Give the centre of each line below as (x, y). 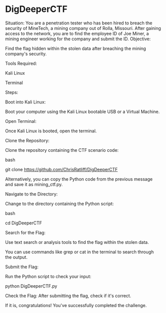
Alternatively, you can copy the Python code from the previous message (79, 179)
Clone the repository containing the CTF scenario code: (62, 150)
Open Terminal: (21, 121)
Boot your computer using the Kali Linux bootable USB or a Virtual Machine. (83, 111)
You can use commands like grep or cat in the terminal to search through (80, 252)
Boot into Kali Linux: (26, 102)
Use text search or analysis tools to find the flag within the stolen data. (77, 242)
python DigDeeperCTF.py (31, 286)
